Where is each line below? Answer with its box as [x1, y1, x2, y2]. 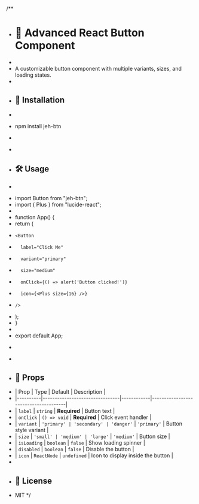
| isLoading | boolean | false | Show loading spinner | [14, 439, 145, 446]
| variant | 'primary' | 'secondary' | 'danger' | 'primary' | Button [14, 420, 183, 427]
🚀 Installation [14, 95, 65, 105]
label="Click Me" [20, 244, 64, 251]
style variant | [14, 427, 49, 434]
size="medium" [20, 267, 56, 273]
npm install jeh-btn [14, 122, 62, 129]
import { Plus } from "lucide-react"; [14, 201, 102, 208]
